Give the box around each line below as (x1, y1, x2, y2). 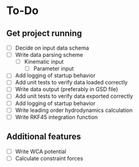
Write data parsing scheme (15, 51, 84, 59)
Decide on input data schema (15, 44, 90, 51)
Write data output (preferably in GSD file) (15, 86, 118, 93)
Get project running (6, 28, 82, 39)
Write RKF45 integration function (15, 113, 98, 121)
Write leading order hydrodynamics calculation (15, 106, 133, 114)
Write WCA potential (15, 147, 66, 155)
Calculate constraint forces (15, 154, 84, 162)
